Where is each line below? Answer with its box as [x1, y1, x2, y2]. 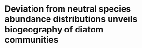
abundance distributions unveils [4, 14, 138, 25]
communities [4, 34, 59, 46]
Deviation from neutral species [4, 3, 131, 15]
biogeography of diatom [4, 24, 104, 35]
